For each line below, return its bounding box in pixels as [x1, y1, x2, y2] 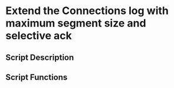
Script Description [5, 52, 74, 62]
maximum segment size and [5, 16, 146, 30]
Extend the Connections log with [5, 4, 169, 18]
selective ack [5, 29, 72, 42]
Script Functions [5, 72, 68, 82]
